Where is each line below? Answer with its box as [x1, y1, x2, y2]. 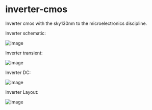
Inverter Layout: [5, 89, 39, 95]
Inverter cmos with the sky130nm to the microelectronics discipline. [5, 20, 147, 26]
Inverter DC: [5, 69, 31, 76]
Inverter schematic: [5, 30, 46, 36]
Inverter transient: [5, 50, 43, 56]
